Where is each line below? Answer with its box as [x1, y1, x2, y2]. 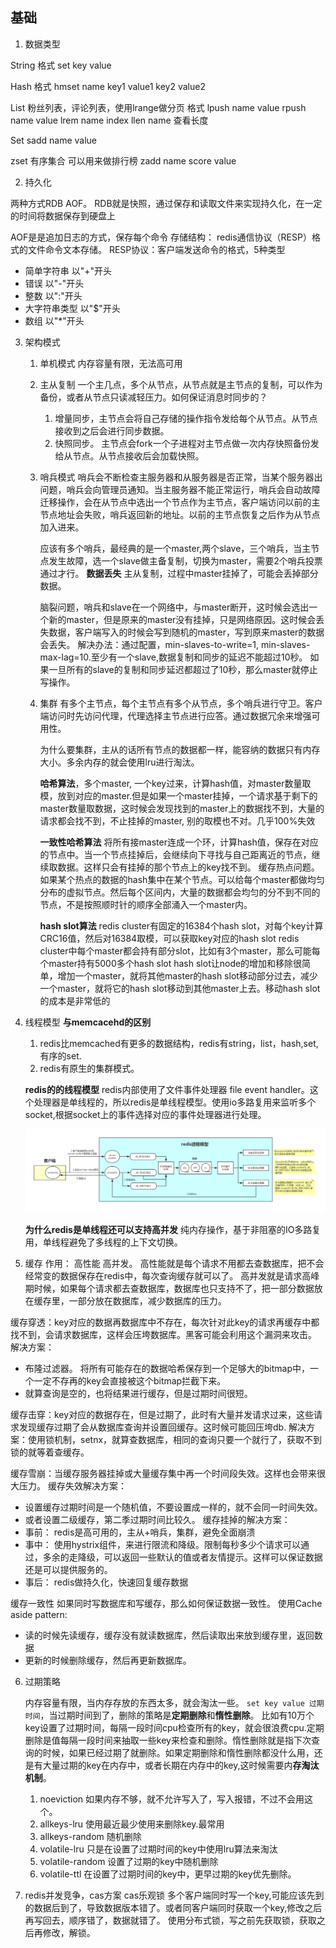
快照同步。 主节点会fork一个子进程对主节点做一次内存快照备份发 [54, 437, 320, 449]
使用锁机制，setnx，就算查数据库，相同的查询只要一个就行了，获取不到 [27, 1433, 323, 1445]
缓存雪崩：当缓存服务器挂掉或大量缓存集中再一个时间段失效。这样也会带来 [10, 1467, 317, 1479]
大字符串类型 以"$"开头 [24, 302, 121, 314]
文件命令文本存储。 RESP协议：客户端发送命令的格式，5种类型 [27, 243, 286, 255]
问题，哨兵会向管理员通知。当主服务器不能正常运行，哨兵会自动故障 [39, 483, 321, 495]
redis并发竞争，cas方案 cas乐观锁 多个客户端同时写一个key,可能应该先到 [24, 1889, 325, 1901]
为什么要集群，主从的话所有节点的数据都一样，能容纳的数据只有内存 [39, 743, 321, 755]
